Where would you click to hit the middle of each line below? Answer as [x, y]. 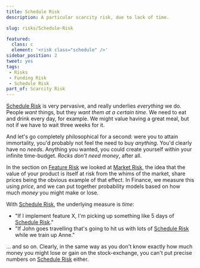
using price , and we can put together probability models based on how [93, 187]
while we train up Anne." [45, 235]
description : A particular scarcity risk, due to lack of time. [88, 17]
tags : [13, 66]
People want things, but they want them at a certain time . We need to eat [96, 112]
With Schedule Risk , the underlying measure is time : [70, 205]
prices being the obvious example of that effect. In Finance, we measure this [100, 180]
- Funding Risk [27, 78]
